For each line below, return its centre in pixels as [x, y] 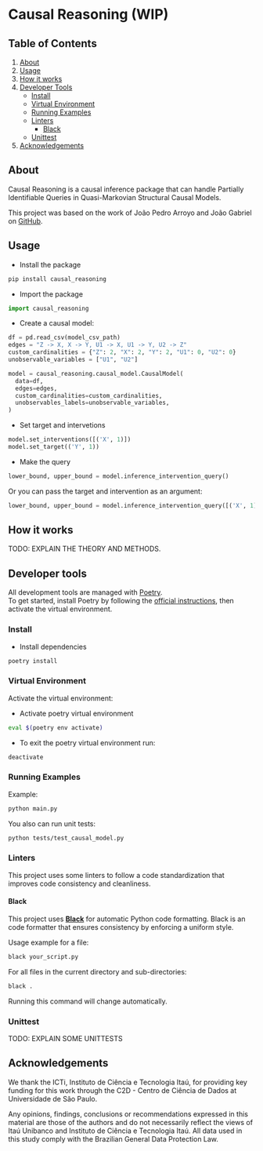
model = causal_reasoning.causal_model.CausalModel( [96, 373]
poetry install [33, 661]
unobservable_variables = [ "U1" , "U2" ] [73, 359]
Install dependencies [53, 647]
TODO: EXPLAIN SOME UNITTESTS [65, 1039]
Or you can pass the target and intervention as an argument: [105, 491]
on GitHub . [25, 220]
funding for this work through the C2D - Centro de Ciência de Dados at [122, 1090]
